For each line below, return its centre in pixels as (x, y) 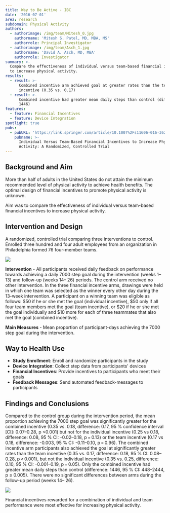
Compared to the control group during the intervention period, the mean (80, 416)
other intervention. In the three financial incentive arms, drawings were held (84, 285)
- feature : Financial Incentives (45, 114)
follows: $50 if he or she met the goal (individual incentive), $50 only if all (82, 301)
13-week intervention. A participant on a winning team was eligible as (78, 296)
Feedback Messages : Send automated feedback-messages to (78, 382)
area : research (21, 19)
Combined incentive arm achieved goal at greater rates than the (89, 85)
